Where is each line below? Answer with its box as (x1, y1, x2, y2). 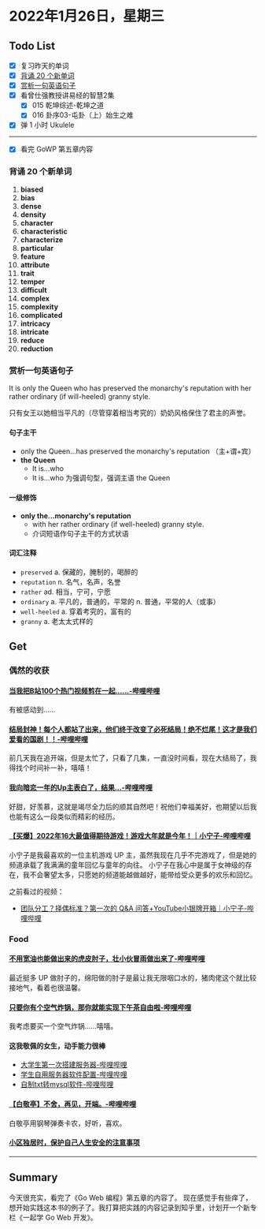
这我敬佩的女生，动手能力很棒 (9, 1040, 105, 1050)
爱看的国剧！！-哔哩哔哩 (9, 734, 89, 744)
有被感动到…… (9, 705, 56, 715)
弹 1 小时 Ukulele (20, 120, 75, 130)
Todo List (9, 39, 56, 52)
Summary (9, 1171, 58, 1184)
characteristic (20, 226, 68, 236)
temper (20, 277, 46, 286)
